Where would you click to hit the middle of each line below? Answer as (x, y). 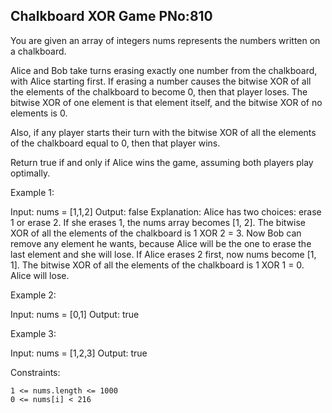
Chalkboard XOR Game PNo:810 (111, 16)
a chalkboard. (38, 51)
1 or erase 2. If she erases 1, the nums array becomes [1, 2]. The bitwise (158, 222)
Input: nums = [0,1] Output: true (75, 314)
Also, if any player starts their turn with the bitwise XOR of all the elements (163, 132)
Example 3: (33, 333)
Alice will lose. (40, 275)
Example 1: (32, 192)
